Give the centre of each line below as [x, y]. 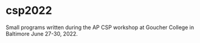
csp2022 [29, 11]
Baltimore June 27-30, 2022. [42, 33]
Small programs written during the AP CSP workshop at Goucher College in [100, 27]
